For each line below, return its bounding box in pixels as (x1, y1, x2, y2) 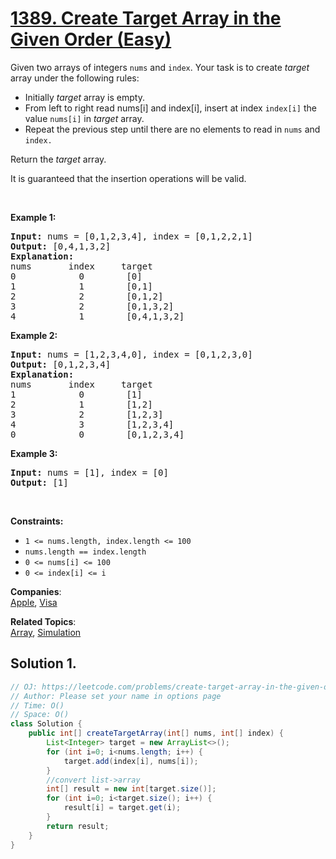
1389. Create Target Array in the (10, 7, 282, 30)
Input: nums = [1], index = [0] (10, 467, 169, 478)
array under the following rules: (10, 72, 140, 84)
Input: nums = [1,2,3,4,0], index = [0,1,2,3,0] (10, 348, 253, 360)
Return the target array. (10, 153, 107, 165)
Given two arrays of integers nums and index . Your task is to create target (10, 61, 310, 73)
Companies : (10, 585, 62, 597)
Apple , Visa (10, 596, 58, 608)
